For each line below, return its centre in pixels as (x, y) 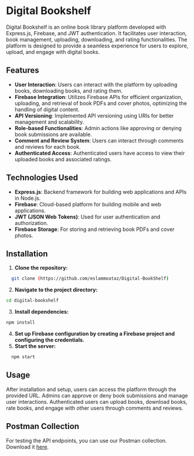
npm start (23, 357)
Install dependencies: (42, 312)
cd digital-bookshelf (33, 301)
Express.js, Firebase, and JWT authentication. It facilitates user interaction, (96, 33)
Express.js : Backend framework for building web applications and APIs (101, 192)
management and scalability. (49, 122)
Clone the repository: (41, 268)
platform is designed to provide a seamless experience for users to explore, (97, 46)
